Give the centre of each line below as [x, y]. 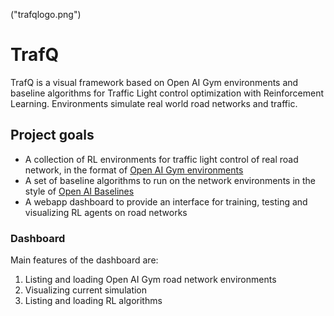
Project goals [52, 135]
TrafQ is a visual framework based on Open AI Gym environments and [154, 82]
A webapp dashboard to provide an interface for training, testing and [166, 201]
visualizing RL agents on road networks [106, 212]
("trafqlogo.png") [46, 14]
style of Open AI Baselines [79, 191]
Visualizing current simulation [86, 290]
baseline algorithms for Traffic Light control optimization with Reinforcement [167, 93]
